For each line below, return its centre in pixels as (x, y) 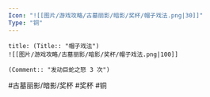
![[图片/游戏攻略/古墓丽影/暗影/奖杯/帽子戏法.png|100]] (93, 54)
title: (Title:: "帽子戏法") (54, 46)
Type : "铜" (26, 23)
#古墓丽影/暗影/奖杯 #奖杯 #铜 (57, 85)
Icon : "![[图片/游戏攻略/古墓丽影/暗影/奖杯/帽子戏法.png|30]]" (106, 15)
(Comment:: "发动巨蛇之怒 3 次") (59, 69)
